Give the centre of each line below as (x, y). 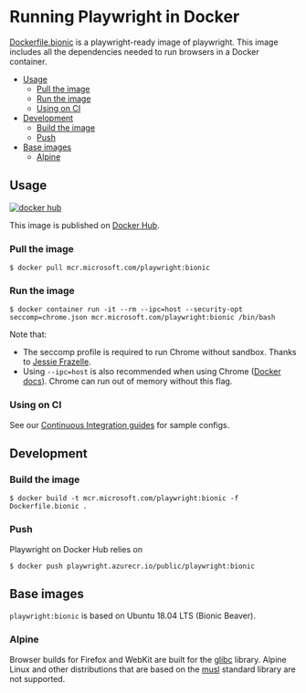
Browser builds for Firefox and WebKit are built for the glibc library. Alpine (148, 659)
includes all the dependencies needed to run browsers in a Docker (134, 51)
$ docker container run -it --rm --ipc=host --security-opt (127, 310)
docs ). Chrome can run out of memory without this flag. (127, 382)
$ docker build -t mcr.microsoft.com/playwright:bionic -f (124, 499)
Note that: (28, 334)
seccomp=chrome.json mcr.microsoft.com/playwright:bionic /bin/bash (142, 318)
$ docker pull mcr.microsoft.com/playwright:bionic (110, 268)
